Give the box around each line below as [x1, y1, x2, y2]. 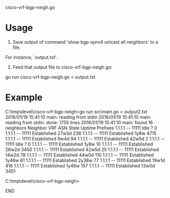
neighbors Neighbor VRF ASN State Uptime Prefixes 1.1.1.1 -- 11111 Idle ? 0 [5, 125, 157, 131]
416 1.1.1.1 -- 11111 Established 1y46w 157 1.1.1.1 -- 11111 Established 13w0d [5, 162, 155, 168]
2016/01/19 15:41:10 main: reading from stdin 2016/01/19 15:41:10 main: [5, 114, 151, 120]
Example [5, 92, 43, 103]
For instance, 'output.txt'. [5, 54, 58, 60]
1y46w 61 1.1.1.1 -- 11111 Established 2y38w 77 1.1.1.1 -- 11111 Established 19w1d [5, 157, 165, 163]
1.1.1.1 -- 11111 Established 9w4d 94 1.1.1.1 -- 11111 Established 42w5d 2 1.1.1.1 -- [5, 135, 165, 142]
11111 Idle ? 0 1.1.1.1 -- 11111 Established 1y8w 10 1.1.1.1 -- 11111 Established [5, 141, 153, 147]
